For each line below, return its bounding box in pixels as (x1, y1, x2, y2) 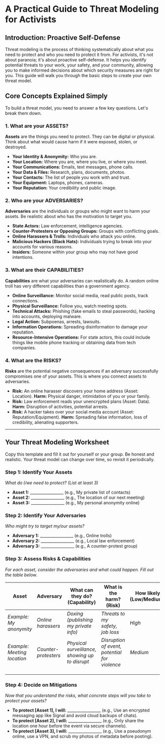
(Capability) (67, 599, 96, 606)
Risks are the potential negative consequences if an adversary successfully (5, 368, 159, 374)
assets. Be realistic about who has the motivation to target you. (5, 214, 133, 220)
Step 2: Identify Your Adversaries (5, 512, 86, 519)
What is (104, 583, 123, 590)
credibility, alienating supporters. (12, 419, 79, 425)
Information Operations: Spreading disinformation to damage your (12, 324, 148, 330)
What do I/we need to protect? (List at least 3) (5, 480, 99, 486)
